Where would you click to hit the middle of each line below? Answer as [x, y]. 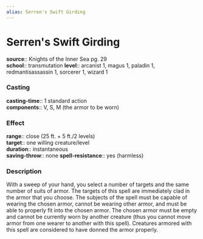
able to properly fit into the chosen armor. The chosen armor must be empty [102, 210]
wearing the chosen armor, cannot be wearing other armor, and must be [97, 204]
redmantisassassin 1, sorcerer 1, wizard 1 [57, 72]
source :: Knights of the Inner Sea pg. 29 [57, 59]
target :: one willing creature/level [48, 143]
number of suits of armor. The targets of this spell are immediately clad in [98, 191]
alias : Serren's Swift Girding [46, 12]
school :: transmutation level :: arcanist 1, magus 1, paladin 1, [81, 65]
